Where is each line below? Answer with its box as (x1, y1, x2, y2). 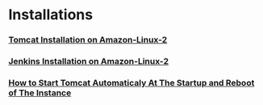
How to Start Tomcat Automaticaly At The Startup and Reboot (8, 77, 255, 88)
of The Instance (8, 87, 72, 98)
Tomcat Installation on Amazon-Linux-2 (8, 34, 168, 46)
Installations (8, 6, 94, 24)
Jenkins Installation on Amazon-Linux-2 (8, 56, 169, 67)
